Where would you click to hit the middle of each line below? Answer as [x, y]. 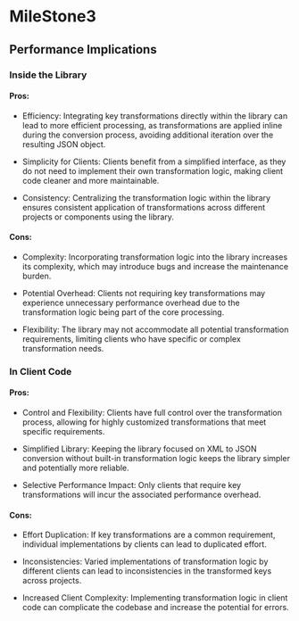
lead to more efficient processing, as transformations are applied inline [152, 125]
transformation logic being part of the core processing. [123, 312]
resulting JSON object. [64, 144]
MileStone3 [53, 17]
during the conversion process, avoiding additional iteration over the [148, 135]
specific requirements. [63, 432]
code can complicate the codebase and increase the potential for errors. [155, 608]
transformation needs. [63, 348]
